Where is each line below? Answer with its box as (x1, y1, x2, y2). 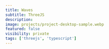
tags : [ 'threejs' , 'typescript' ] (5, 36, 77, 41)
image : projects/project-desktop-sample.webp (5, 21, 104, 27)
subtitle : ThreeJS (5, 12, 45, 17)
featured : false (5, 27, 40, 32)
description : (5, 17, 33, 22)
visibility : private (5, 31, 50, 36)
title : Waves (5, 7, 33, 13)
